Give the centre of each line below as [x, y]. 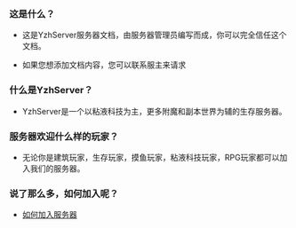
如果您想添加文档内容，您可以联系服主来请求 [104, 65]
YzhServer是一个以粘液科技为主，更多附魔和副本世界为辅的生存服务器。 [154, 111]
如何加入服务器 [49, 215]
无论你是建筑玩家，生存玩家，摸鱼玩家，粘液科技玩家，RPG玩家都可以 [151, 157]
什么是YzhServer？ [51, 90]
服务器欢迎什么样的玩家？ [64, 137]
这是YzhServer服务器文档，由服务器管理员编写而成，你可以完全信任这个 [154, 35]
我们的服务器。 [57, 168]
